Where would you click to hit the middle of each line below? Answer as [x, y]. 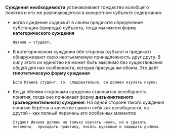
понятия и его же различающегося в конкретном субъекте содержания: [84, 13]
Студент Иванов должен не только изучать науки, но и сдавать [79, 122]
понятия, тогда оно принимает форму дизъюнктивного [73, 97]
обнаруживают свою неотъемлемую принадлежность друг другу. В [87, 57]
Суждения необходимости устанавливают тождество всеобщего [77, 7]
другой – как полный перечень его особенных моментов [74, 113]
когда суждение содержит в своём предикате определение [78, 22]
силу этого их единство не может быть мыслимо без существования [88, 62]
